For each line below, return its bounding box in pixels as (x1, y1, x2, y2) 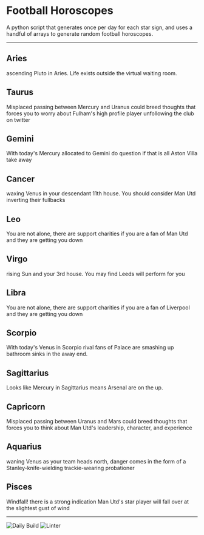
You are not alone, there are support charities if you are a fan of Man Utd (6, 230, 188, 237)
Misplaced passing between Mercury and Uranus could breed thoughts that (6, 103, 196, 110)
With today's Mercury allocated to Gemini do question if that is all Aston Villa (6, 150, 198, 157)
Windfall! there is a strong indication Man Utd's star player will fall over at (6, 498, 189, 505)
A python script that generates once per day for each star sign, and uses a (6, 24, 193, 31)
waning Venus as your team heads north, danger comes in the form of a (6, 457, 186, 465)
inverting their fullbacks (6, 197, 66, 204)
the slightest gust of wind (6, 504, 70, 511)
